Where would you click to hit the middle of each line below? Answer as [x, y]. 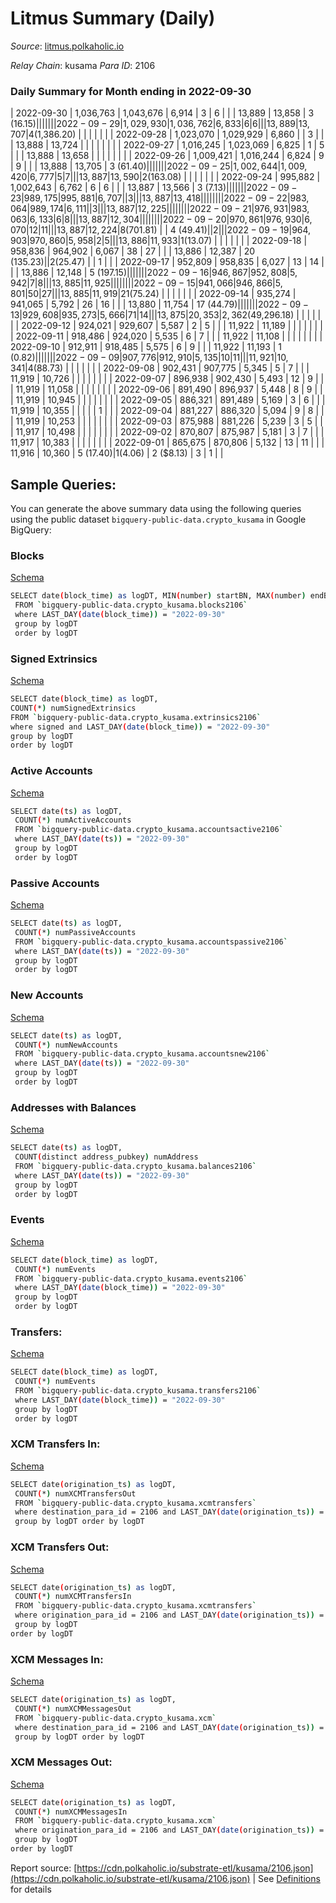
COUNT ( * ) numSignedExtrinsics [73, 708]
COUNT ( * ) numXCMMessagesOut [73, 1708]
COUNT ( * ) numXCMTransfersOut [75, 1493]
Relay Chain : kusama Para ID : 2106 [83, 65]
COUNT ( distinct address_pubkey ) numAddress [106, 1157]
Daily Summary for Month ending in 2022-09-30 [131, 91]
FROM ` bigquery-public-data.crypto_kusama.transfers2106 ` [138, 1391]
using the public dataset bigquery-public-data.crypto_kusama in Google [158, 519]
